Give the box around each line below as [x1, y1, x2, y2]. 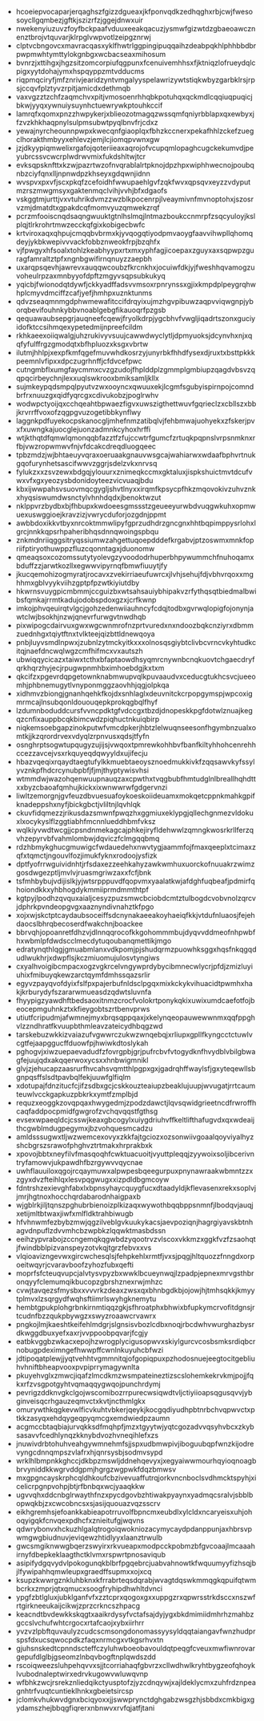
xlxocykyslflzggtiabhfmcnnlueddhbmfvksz [15, 817, 156, 826]
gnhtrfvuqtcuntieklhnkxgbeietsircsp [15, 1686, 134, 1695]
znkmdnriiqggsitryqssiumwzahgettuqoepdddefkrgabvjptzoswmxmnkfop [15, 535, 254, 545]
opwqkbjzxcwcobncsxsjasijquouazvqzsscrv [15, 1499, 162, 1508]
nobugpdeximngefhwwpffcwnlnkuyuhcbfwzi [15, 1346, 164, 1354]
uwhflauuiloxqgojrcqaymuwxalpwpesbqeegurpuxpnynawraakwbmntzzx [15, 1167, 254, 1175]
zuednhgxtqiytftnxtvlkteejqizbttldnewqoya [15, 629, 155, 639]
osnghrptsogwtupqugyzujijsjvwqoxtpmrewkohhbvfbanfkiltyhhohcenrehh [15, 740, 256, 749]
